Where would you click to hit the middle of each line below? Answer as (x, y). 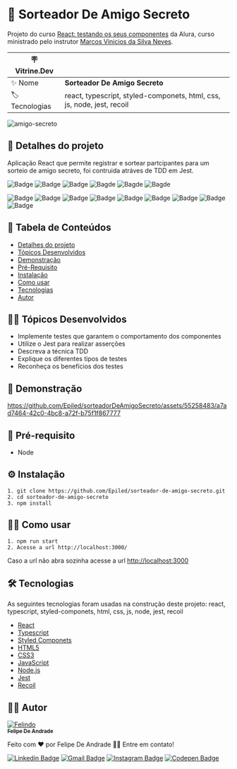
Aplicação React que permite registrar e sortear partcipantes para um (108, 163)
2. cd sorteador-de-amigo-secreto (58, 497)
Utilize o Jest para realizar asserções (71, 344)
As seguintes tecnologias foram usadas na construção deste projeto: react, (116, 604)
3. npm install (30, 503)
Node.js (29, 670)
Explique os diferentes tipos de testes (72, 359)
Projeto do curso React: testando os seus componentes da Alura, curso (111, 34)
